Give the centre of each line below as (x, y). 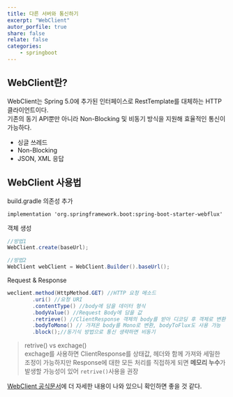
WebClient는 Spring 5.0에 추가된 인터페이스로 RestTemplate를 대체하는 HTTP (114, 101)
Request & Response (37, 280)
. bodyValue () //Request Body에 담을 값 (87, 312)
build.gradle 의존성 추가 (40, 201)
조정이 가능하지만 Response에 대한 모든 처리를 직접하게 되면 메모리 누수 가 (125, 363)
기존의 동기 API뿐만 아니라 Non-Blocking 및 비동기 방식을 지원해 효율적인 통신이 (116, 118)
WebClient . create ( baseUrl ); (48, 248)
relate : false (28, 40)
